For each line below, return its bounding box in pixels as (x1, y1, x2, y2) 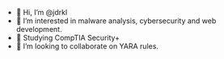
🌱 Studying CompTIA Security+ (15, 33, 120, 42)
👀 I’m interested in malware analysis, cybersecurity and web (15, 16, 217, 26)
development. (15, 25, 62, 33)
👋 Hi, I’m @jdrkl (15, 8, 68, 17)
